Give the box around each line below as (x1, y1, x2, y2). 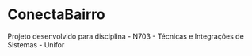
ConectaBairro (7, 6, 105, 24)
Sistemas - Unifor (7, 39, 65, 49)
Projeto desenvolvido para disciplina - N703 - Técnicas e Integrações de (7, 32, 245, 41)
